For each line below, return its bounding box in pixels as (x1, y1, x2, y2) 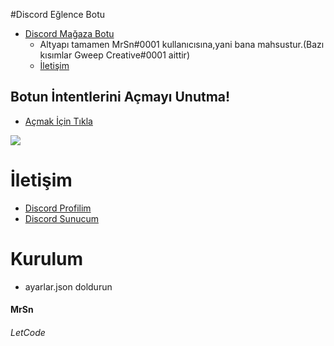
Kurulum (10, 247, 84, 270)
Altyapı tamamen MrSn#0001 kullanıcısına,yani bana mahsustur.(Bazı (39, 39, 325, 50)
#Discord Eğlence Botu (10, 9, 106, 20)
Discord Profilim (24, 202, 92, 214)
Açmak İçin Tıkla (24, 115, 93, 127)
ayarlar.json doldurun (24, 280, 113, 293)
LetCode (10, 326, 46, 338)
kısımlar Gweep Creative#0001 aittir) (39, 49, 190, 61)
